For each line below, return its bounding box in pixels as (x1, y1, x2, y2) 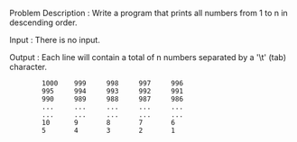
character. (9, 62, 48, 72)
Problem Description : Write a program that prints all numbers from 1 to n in (9, 8, 289, 18)
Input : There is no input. (9, 35, 101, 45)
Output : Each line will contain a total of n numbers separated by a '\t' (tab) (9, 52, 287, 62)
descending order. (9, 17, 78, 28)
